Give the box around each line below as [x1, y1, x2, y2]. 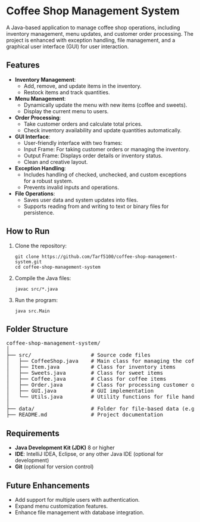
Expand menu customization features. [14, 502, 108, 509]
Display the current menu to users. [23, 107, 109, 114]
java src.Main [14, 308, 50, 314]
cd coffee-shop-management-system [14, 264, 101, 270]
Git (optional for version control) [14, 463, 94, 470]
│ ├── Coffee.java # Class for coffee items [6, 375, 167, 383]
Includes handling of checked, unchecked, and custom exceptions [23, 171, 187, 178]
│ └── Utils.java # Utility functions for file [6, 393, 179, 400]
